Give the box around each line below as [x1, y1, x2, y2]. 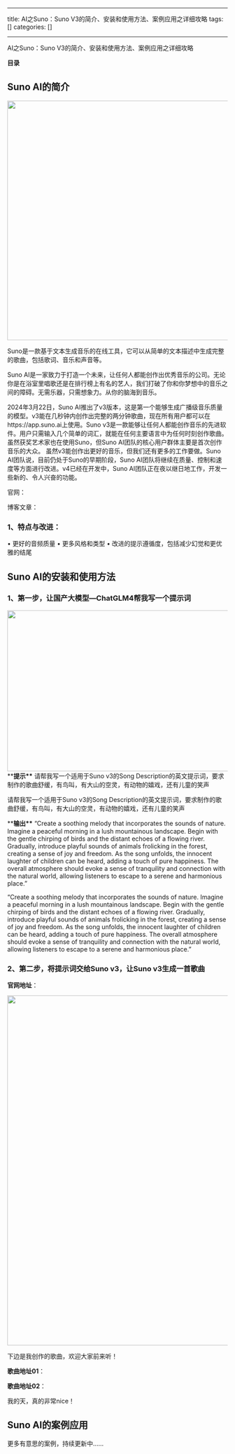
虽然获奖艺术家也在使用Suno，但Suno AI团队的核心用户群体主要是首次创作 [7, 438, 222, 446]
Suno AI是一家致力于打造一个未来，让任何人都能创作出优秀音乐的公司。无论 [7, 370, 226, 379]
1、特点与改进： [7, 522, 61, 532]
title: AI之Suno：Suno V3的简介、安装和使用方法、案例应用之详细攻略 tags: [7, 15, 224, 23]
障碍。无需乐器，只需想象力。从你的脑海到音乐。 [19, 387, 161, 396]
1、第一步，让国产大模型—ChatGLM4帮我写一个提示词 [7, 594, 191, 603]
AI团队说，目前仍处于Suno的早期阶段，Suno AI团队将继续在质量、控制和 [7, 455, 216, 464]
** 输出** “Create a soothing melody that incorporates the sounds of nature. [7, 819, 226, 827]
